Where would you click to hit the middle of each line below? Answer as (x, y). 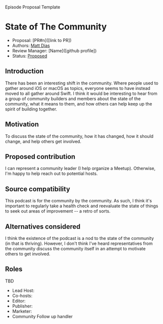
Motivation (22, 124)
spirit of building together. (31, 109)
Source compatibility (38, 189)
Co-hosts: (22, 296)
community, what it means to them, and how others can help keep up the (79, 104)
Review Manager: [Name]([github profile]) (54, 50)
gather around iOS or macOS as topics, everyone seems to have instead (78, 88)
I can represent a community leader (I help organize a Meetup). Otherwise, (80, 169)
